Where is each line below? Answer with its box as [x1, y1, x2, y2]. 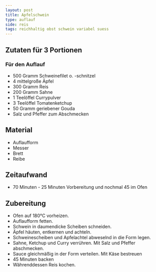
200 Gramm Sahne [12, 89, 53, 95]
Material [5, 126, 32, 134]
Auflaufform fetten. [12, 218, 53, 224]
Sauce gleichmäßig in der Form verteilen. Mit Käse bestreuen [12, 251, 142, 257]
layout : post [5, 7, 33, 13]
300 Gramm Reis [12, 83, 49, 90]
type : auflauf [5, 17, 36, 22]
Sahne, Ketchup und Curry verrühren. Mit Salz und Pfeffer [12, 240, 135, 246]
